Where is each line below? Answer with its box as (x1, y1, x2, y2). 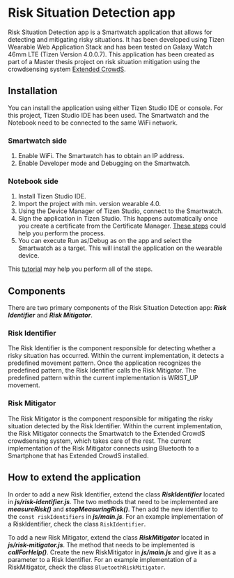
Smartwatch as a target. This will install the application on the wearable (17, 244, 223, 252)
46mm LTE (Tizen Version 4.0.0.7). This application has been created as (8, 50, 214, 58)
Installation (8, 85, 58, 97)
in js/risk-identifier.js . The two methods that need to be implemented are (8, 497, 219, 506)
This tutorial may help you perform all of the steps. (8, 265, 153, 273)
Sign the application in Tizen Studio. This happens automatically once (17, 214, 219, 223)
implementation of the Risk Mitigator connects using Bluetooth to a (8, 444, 199, 452)
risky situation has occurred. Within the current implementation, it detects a (8, 352, 224, 360)
